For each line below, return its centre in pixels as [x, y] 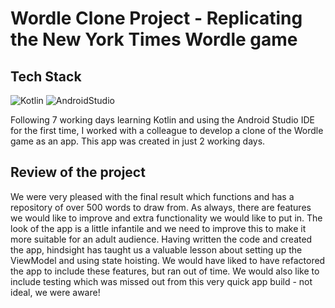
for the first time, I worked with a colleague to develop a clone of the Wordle [167, 130]
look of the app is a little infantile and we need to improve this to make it [158, 228]
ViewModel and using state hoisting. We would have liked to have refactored [168, 260]
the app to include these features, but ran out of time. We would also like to [165, 271]
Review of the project [78, 172]
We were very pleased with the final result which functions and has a [152, 196]
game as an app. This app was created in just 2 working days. [138, 141]
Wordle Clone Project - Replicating [156, 18]
